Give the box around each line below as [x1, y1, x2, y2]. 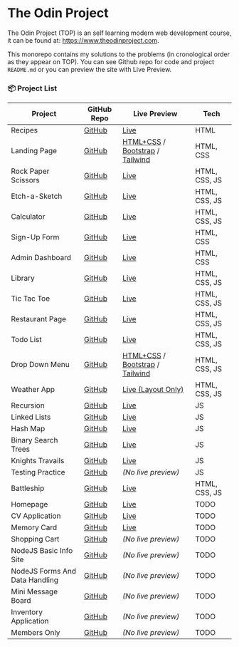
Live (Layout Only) [122, 385, 184, 395]
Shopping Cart [11, 534, 60, 544]
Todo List [11, 335, 42, 345]
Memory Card [11, 522, 58, 532]
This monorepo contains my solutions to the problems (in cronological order [7, 50, 230, 58]
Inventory [11, 607, 43, 617]
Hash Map [11, 424, 46, 434]
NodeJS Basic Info [11, 546, 73, 556]
